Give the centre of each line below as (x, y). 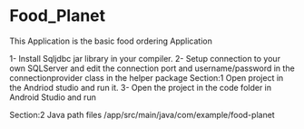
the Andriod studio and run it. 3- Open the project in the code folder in (141, 87)
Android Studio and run (53, 97)
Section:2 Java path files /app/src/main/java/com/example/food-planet (142, 114)
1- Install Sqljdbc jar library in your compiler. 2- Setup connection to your (145, 58)
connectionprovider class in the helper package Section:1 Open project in (147, 77)
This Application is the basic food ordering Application (111, 41)
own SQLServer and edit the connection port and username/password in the (152, 68)
